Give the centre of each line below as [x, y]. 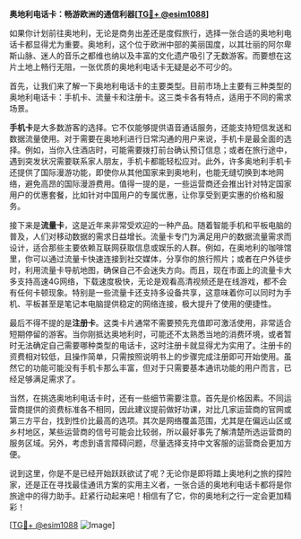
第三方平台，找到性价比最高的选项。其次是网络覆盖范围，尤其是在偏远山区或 [150, 420]
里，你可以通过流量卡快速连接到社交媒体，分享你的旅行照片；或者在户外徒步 [150, 259]
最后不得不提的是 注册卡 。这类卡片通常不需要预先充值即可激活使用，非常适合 [150, 323]
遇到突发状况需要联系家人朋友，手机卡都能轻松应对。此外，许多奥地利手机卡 [150, 161]
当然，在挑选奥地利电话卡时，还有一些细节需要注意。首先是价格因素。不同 [146, 398]
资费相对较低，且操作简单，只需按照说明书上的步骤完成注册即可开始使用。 [146, 357]
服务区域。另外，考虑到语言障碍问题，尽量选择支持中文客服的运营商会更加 [146, 443]
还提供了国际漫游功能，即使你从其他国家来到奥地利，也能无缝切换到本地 [142, 172]
